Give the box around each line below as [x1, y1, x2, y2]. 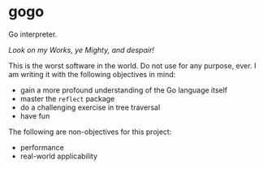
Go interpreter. [8, 29, 58, 39]
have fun [19, 110, 50, 120]
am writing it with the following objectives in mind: [8, 69, 176, 79]
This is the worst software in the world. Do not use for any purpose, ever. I [8, 60, 257, 71]
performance [19, 142, 65, 152]
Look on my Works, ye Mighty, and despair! [8, 45, 154, 54]
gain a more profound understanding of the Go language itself [19, 84, 228, 95]
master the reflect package [19, 93, 115, 103]
